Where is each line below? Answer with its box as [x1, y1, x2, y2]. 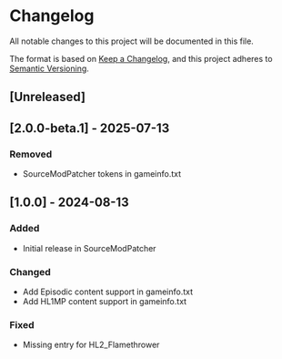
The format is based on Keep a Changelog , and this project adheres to [9, 53, 273, 64]
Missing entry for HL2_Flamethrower [22, 339, 160, 351]
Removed [9, 148, 53, 160]
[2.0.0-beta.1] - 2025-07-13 [9, 120, 170, 136]
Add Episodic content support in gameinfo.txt [22, 286, 194, 297]
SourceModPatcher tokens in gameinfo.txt [22, 169, 182, 179]
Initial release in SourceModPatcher [22, 242, 156, 253]
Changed [9, 265, 52, 278]
